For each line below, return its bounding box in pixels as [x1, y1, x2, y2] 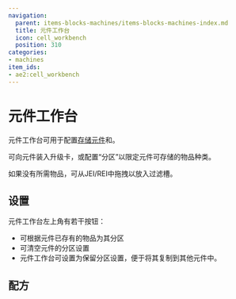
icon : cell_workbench [15, 33, 87, 42]
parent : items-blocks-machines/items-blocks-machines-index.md [15, 19, 228, 27]
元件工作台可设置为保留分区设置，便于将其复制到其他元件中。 [19, 253, 222, 263]
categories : [8, 48, 48, 56]
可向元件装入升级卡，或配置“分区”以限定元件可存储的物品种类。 [8, 151, 216, 161]
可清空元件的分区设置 [19, 243, 89, 253]
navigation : [8, 11, 48, 20]
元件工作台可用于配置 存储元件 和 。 [8, 135, 120, 144]
